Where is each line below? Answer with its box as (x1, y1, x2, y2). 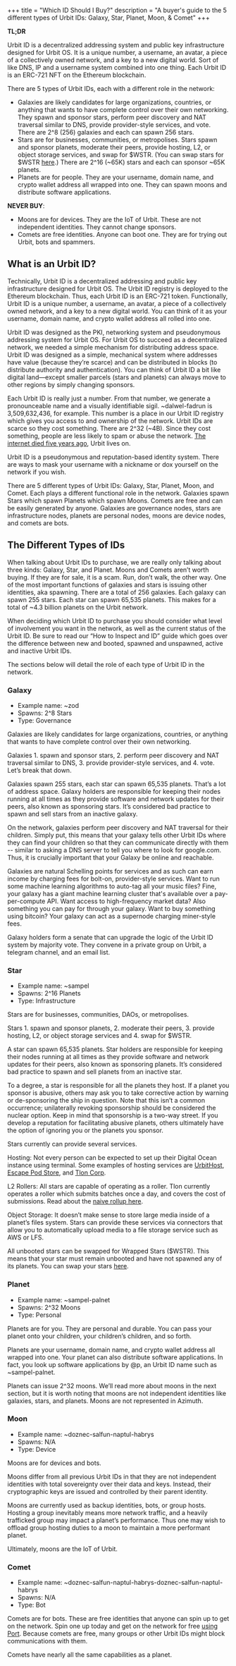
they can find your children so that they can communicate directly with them (7, 838, 229, 847)
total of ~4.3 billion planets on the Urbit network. (7, 603, 149, 611)
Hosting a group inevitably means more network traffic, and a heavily (7, 1508, 208, 1517)
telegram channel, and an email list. (7, 948, 111, 956)
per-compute (7, 897, 46, 905)
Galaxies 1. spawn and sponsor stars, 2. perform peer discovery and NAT (7, 751, 220, 759)
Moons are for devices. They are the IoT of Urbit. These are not (17, 215, 201, 223)
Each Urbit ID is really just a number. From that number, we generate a (7, 394, 211, 403)
